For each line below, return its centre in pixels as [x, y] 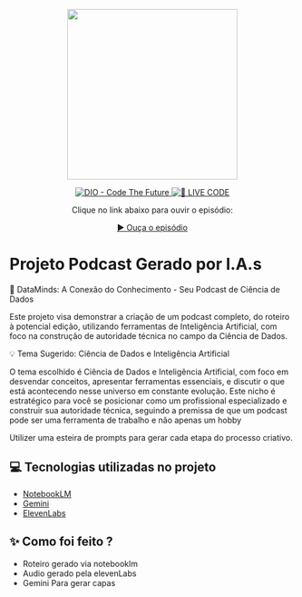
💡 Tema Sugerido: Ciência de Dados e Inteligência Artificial [119, 353]
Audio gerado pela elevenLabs [79, 573]
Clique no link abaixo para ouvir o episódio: [152, 210]
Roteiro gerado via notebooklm [80, 563]
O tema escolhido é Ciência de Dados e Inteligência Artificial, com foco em [149, 372]
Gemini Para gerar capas [69, 582]
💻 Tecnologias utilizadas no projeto [113, 468]
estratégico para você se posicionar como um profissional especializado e [148, 401]
